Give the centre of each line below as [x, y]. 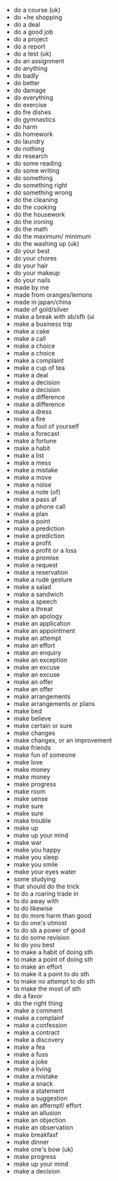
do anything [31, 68]
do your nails [32, 280]
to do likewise [33, 908]
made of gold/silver [41, 309]
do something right [40, 185]
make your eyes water [45, 872]
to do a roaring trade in [46, 894]
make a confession [40, 1025]
